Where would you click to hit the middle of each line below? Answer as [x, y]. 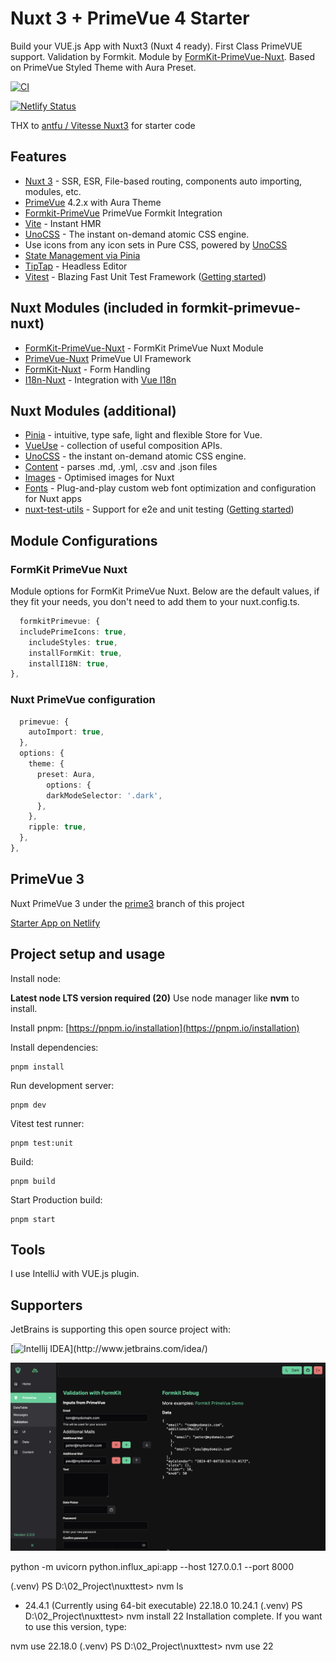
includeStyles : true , [73, 642]
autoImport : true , [66, 732]
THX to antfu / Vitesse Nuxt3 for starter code [103, 125]
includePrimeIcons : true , [73, 632]
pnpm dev [28, 1105]
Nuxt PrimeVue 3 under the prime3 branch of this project [127, 903]
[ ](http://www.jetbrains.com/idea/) [109, 1349]
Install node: [36, 978]
